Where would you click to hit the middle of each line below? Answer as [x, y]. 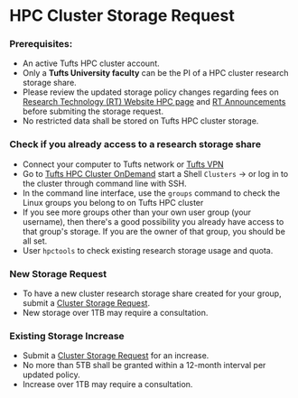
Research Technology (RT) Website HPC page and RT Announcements [154, 102]
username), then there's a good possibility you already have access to [153, 221]
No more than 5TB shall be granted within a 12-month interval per [144, 366]
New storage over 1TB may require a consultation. [115, 313]
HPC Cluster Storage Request [122, 16]
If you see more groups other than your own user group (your [136, 212]
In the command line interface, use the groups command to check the [151, 193]
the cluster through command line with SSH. [104, 183]
